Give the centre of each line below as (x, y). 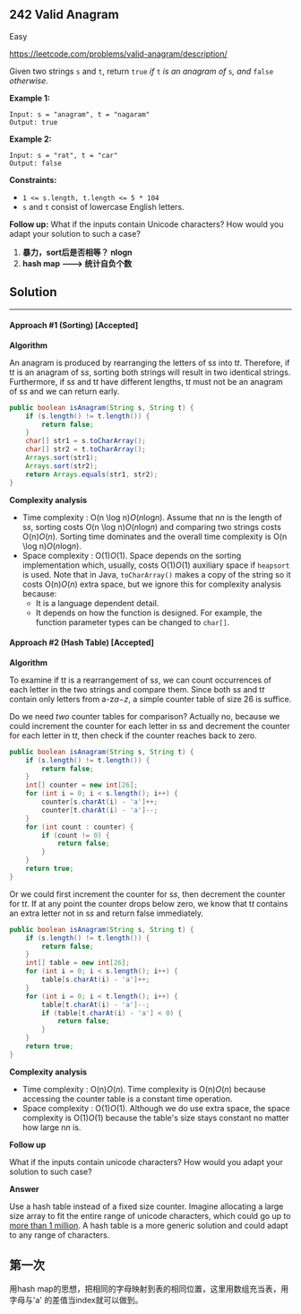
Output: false (36, 163)
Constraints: (33, 179)
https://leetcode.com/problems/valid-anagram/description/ (119, 54)
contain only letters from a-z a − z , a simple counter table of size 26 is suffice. (150, 699)
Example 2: (30, 139)
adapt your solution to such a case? (75, 233)
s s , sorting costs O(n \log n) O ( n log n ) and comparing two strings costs (152, 526)
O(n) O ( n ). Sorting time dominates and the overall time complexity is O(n (155, 536)
